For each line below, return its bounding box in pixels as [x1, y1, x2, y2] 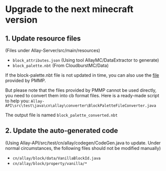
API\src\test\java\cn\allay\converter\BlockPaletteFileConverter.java [5, 103, 156, 108]
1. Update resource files [5, 34, 81, 43]
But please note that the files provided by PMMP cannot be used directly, [5, 87, 157, 93]
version [5, 14, 38, 26]
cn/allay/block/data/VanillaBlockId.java [12, 155, 101, 161]
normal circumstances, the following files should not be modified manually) [5, 145, 161, 151]
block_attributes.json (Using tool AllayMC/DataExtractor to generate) [12, 57, 159, 63]
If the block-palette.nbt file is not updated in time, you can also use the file [5, 72, 159, 78]
